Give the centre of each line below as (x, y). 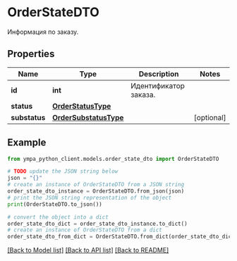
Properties (31, 54)
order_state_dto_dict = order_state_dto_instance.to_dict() (98, 224)
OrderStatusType (81, 106)
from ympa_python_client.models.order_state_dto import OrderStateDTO (113, 159)
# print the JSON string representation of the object (90, 198)
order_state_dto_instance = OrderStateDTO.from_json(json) (96, 191)
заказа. (143, 95)
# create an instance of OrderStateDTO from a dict (85, 230)
